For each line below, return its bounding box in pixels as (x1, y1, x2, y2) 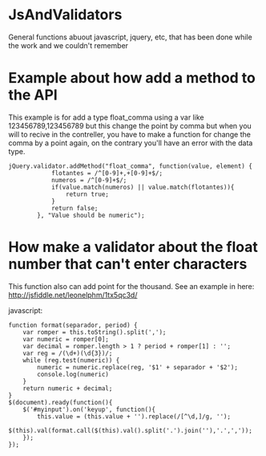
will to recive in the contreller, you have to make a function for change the (8, 129, 251, 139)
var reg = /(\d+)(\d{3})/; (22, 349, 113, 357)
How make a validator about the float (8, 238, 258, 256)
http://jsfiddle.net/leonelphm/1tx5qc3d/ (8, 290, 138, 299)
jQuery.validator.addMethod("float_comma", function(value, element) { (8, 162, 252, 170)
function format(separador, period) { (8, 321, 138, 329)
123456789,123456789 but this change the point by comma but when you (8, 120, 252, 130)
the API (8, 86, 58, 104)
